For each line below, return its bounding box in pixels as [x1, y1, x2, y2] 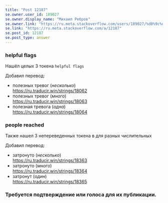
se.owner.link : [5, 21, 37, 26]
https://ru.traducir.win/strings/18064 [12, 109, 87, 115]
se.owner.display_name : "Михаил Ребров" [5, 16, 91, 21]
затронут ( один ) [12, 173, 47, 179]
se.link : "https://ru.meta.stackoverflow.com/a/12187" [5, 26, 122, 31]
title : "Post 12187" [5, 7, 48, 12]
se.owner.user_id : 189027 [5, 12, 59, 17]
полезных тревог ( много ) [12, 93, 66, 99]
